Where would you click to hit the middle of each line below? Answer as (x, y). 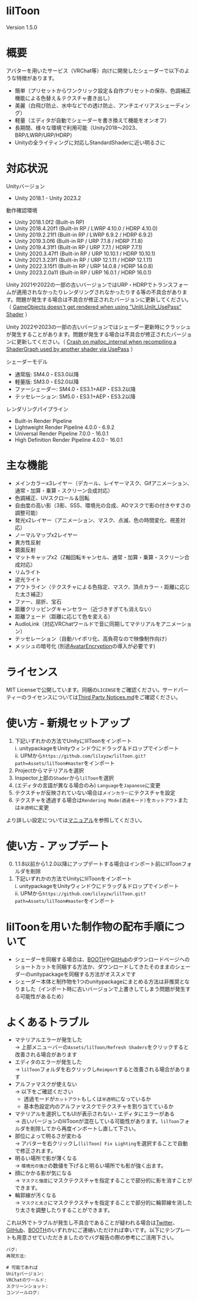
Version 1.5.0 (22, 27)
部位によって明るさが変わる (48, 1136)
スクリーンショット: (27, 1287)
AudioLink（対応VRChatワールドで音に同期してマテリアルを (88, 624)
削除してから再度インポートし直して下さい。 (85, 1129)
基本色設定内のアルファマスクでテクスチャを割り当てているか (98, 1107)
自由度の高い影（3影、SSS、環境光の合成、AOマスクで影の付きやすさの (103, 505)
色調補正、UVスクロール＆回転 (52, 498)
